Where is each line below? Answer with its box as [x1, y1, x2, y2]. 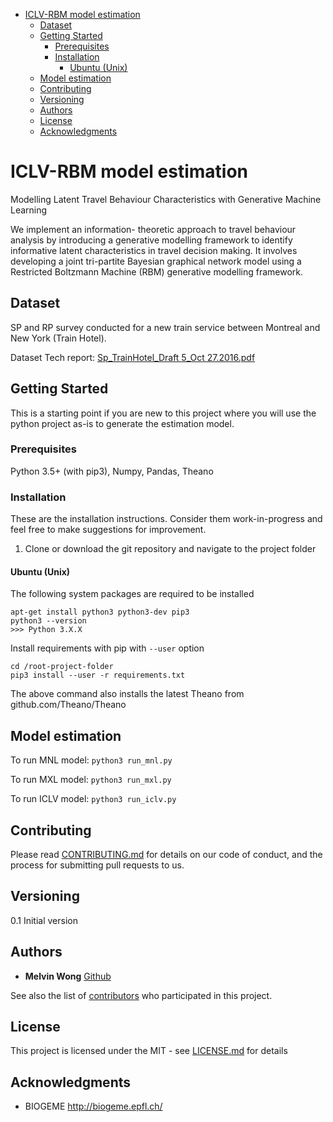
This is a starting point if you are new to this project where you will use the [10, 407, 317, 419]
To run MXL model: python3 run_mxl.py [10, 774, 172, 786]
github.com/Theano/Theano [10, 699, 127, 711]
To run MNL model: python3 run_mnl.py [10, 754, 173, 766]
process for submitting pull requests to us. [10, 859, 185, 871]
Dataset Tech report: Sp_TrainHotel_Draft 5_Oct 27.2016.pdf [10, 351, 256, 363]
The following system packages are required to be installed [10, 588, 255, 600]
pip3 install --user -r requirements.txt [10, 670, 186, 681]
